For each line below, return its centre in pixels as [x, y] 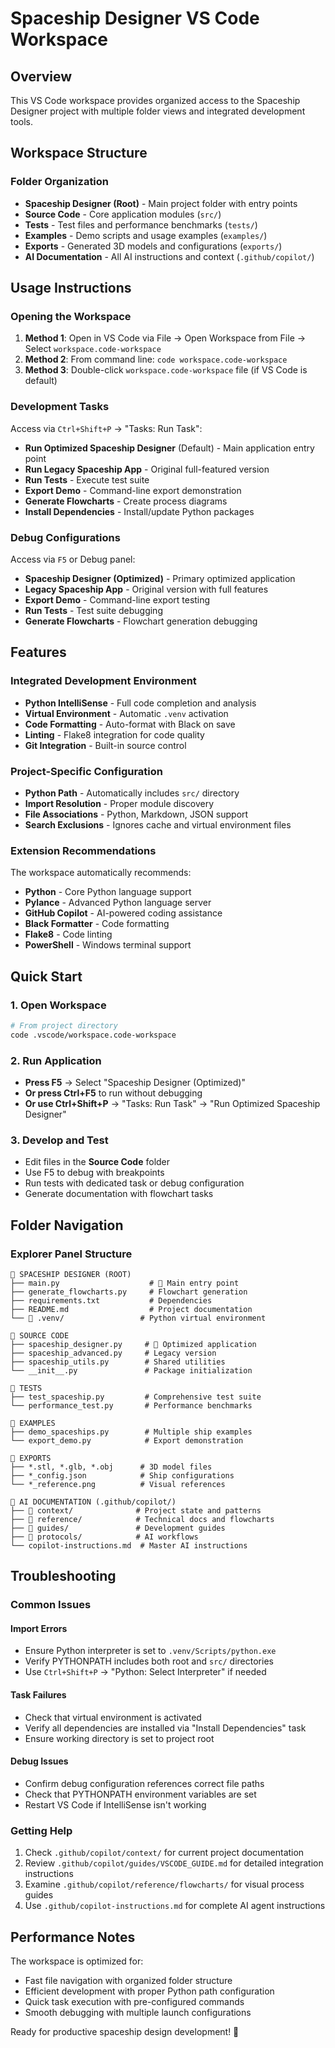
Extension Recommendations [83, 850]
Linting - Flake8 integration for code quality [114, 734]
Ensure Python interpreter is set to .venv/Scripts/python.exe [150, 1651]
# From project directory [64, 1025]
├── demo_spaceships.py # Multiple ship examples [131, 1432]
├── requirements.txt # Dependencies [111, 1300]
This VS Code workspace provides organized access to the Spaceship [155, 100]
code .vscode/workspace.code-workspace [93, 1035]
